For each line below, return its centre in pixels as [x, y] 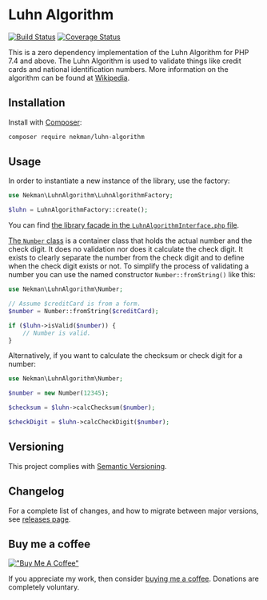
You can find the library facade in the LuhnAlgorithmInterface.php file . [124, 225]
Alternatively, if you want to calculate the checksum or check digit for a [126, 356]
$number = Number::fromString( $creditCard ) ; [84, 311]
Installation [37, 103]
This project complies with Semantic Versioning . [88, 466]
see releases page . [40, 519]
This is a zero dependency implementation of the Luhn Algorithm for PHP [129, 52]
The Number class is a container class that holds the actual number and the [130, 240]
